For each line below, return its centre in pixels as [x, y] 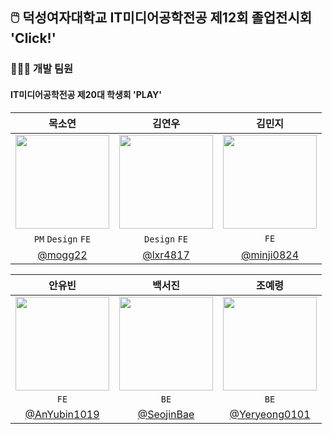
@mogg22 [62, 255]
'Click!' [33, 38]
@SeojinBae [166, 414]
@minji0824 [270, 255]
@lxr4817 [166, 255]
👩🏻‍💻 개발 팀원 [42, 69]
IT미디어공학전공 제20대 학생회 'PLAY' [86, 94]
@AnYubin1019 [62, 414]
